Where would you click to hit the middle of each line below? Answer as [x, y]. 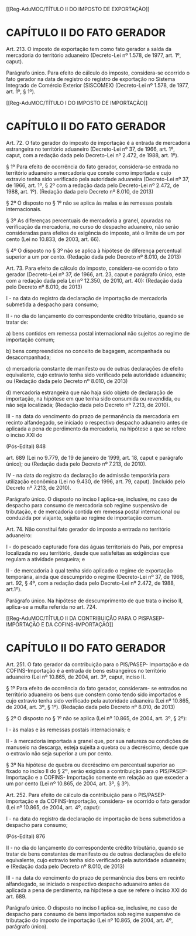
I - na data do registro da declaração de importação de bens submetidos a [96, 819]
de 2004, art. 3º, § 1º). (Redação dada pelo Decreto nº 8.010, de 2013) [91, 707]
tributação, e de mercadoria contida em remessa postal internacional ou [93, 511]
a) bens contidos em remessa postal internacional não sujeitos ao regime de [98, 333]
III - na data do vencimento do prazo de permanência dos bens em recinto [96, 877]
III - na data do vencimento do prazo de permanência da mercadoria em [93, 416]
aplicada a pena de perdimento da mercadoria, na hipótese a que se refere [96, 429]
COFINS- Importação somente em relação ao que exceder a [116, 777]
